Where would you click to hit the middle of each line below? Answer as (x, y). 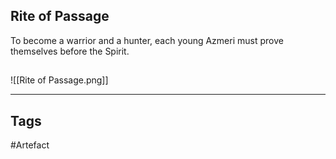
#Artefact (30, 145)
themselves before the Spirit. (70, 51)
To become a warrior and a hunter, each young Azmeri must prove (147, 40)
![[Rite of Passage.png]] (59, 80)
